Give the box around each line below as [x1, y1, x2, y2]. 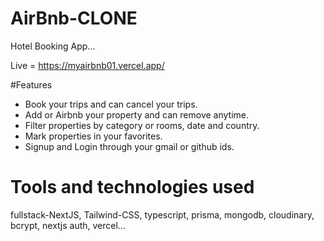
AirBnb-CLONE [10, 7, 138, 30]
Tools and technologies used [10, 176, 255, 199]
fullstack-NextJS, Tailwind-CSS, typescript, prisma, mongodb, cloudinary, [10, 208, 315, 221]
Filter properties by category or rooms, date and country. [24, 119, 260, 131]
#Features [10, 78, 53, 91]
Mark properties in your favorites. [24, 130, 163, 142]
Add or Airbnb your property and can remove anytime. [24, 108, 250, 121]
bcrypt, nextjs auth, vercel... [10, 219, 126, 231]
